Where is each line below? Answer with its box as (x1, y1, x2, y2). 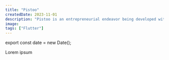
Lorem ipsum (5, 49, 33, 55)
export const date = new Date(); (5, 39, 71, 45)
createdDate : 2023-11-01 (5, 12, 57, 17)
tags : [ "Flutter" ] (5, 26, 44, 31)
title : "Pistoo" (5, 7, 39, 12)
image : (5, 21, 19, 26)
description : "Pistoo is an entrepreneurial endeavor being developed (5, 16, 156, 21)
